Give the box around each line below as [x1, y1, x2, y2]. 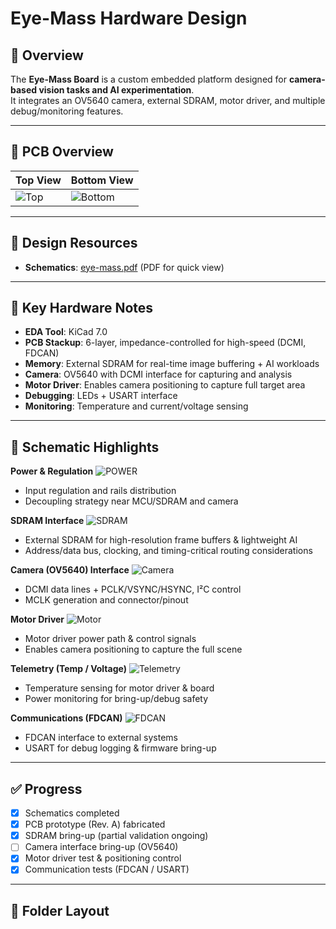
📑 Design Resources [10, 235, 138, 252]
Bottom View [70, 173, 134, 187]
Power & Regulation [10, 465, 94, 477]
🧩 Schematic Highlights [10, 438, 160, 456]
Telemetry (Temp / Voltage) [10, 663, 127, 675]
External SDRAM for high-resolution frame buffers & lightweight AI [24, 534, 298, 546]
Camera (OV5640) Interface [10, 564, 130, 576]
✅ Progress [10, 780, 83, 797]
